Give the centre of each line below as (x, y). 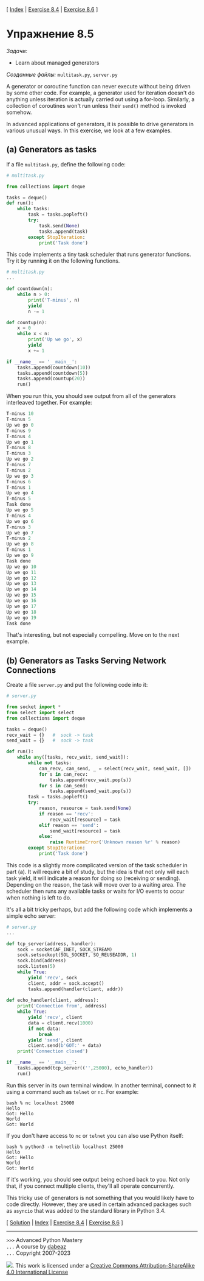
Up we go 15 (21, 595)
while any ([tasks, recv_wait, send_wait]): (73, 758)
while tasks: (34, 209)
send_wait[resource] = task (85, 831)
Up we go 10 (21, 567)
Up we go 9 (20, 555)
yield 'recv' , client (56, 1018)
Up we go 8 (20, 544)
